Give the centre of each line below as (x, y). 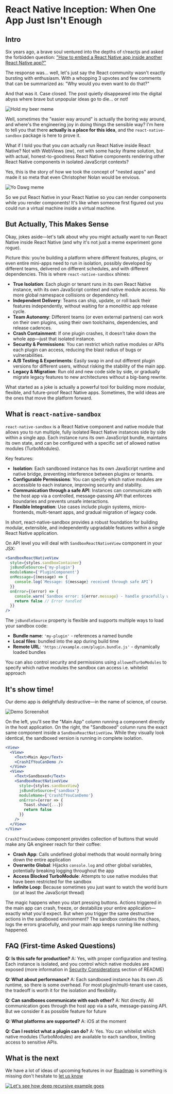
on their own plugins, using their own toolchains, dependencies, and (85, 322)
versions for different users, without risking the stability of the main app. (89, 366)
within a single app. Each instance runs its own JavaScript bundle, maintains (86, 437)
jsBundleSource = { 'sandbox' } (49, 791)
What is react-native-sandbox (53, 414)
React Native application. (32, 533)
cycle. (19, 311)
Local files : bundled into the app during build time (66, 641)
